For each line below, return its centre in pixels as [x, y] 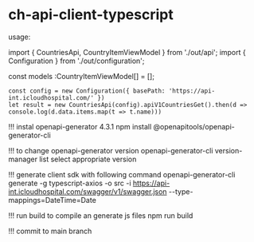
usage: [20, 37]
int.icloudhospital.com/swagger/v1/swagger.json [88, 191]
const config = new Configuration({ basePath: [87, 91]
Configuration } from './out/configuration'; [76, 61]
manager [23, 159]
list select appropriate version [88, 159]
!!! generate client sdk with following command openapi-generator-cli [122, 174]
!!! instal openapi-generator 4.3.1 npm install [80, 126]
